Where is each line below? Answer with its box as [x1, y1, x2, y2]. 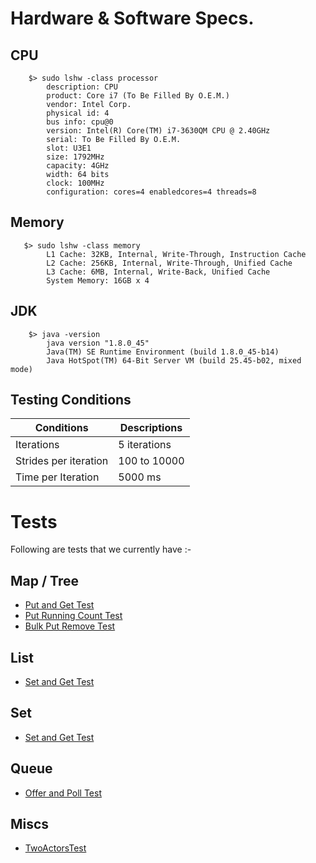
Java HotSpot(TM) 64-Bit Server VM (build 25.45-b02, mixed [46, 355, 302, 366]
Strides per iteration [15, 454, 109, 468]
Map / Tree [10, 572, 79, 589]
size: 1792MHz [46, 152, 105, 162]
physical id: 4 [46, 108, 110, 118]
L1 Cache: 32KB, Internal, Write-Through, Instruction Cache [46, 249, 307, 259]
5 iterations [118, 438, 172, 452]
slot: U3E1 [46, 143, 92, 153]
